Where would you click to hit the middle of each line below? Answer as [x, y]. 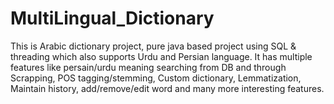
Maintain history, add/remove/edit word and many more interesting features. [167, 88]
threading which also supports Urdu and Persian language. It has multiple [161, 56]
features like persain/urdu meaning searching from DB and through [148, 67]
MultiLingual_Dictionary [112, 18]
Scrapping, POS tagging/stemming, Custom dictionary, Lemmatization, [156, 78]
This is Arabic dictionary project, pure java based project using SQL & [153, 46]
